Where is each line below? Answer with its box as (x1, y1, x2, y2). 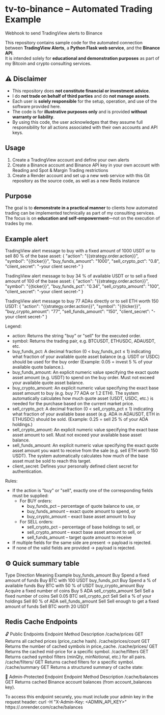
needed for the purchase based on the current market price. (12, 401, 134, 407)
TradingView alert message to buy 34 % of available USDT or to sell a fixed (5, 273, 158, 279)
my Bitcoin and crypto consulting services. (5, 60, 92, 66)
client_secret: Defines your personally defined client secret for (12, 463, 138, 469)
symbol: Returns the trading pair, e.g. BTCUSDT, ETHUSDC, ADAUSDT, (12, 338, 156, 344)
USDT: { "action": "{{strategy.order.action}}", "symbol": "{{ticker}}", (5, 303, 141, 309)
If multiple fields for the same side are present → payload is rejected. (12, 540, 152, 546)
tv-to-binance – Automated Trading (5, 3, 153, 15)
